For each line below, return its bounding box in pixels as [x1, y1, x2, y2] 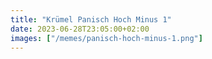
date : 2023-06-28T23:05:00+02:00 [10, 24, 150, 34]
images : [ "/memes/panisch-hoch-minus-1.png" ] [10, 33, 203, 43]
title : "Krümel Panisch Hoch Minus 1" [10, 14, 172, 25]
